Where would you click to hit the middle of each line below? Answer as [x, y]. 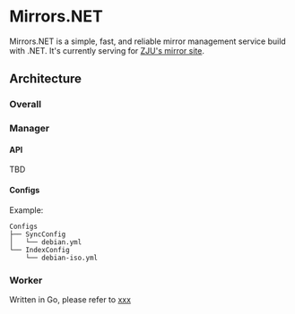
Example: [26, 210]
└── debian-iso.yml [62, 258]
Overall [26, 105]
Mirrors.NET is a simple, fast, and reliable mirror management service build [148, 41]
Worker [26, 280]
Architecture [46, 79]
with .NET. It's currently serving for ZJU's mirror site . [107, 50]
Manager [30, 129]
